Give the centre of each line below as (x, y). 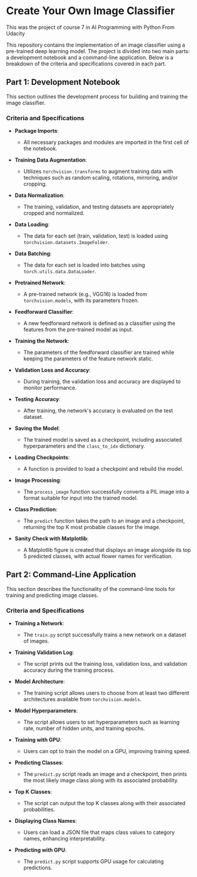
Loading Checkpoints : (42, 458)
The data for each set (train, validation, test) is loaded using (96, 236)
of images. (36, 641)
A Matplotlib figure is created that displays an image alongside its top (107, 550)
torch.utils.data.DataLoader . (60, 271)
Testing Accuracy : (37, 399)
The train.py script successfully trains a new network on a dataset (105, 635)
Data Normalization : (39, 195)
